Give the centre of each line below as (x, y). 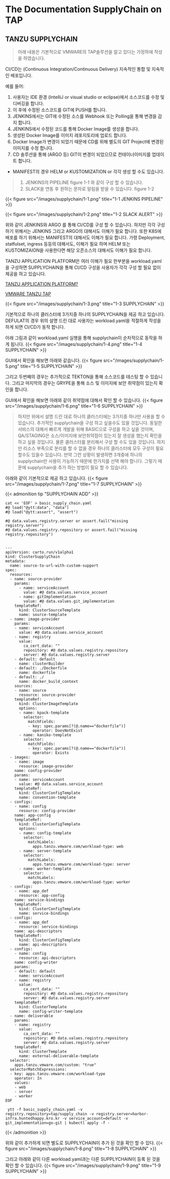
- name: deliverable (31, 1016)
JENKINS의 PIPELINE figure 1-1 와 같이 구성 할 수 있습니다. (84, 182)
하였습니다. (34, 58)
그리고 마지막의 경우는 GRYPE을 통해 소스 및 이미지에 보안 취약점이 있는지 (85, 383)
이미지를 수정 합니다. (33, 148)
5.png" (12, 366)
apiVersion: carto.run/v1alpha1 (39, 552)
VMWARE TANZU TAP (28, 294)
